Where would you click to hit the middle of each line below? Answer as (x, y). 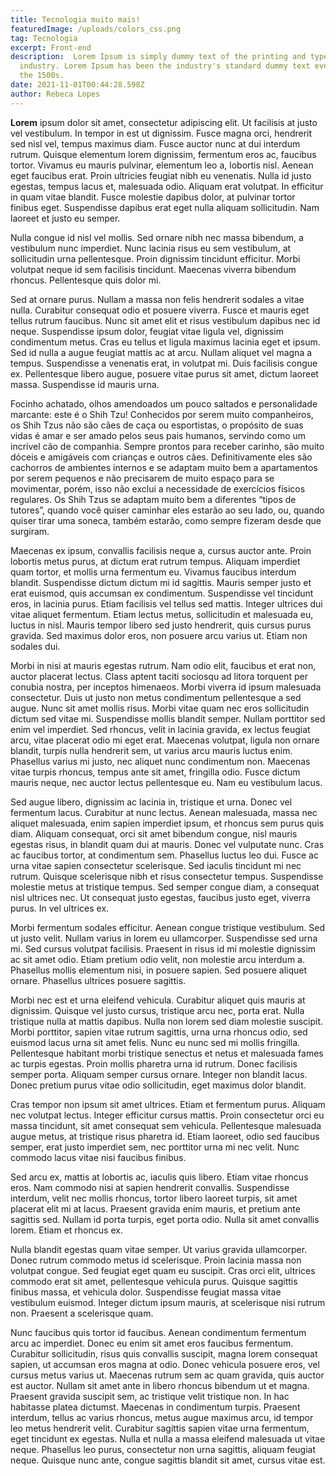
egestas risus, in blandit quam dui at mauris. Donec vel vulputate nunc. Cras (167, 844)
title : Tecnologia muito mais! (75, 19)
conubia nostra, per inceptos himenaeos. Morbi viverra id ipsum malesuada (166, 687)
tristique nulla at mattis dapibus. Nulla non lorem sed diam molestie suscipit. (167, 1021)
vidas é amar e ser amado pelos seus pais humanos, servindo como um (158, 435)
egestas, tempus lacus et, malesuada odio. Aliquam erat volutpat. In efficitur (167, 186)
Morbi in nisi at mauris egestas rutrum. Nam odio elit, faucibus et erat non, (163, 665)
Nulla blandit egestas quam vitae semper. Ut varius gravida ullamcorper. (159, 1249)
